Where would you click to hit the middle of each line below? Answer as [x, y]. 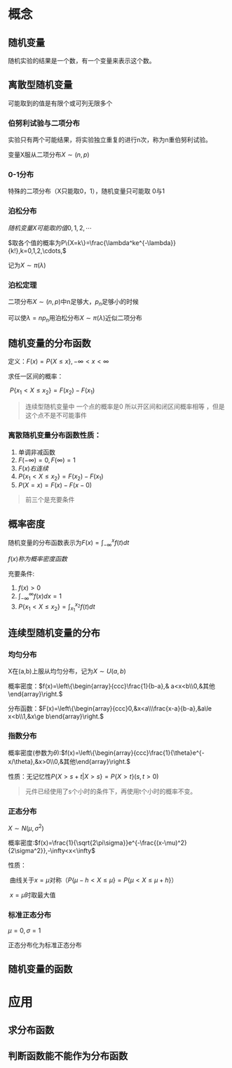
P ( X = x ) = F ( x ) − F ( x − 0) [55, 485]
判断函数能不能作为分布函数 [68, 1056]
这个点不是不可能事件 [56, 416]
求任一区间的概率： [36, 376]
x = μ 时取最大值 [33, 895]
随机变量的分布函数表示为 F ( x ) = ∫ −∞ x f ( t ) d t [69, 543]
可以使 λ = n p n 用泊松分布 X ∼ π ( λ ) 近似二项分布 [75, 318]
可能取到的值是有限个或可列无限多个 [60, 103]
